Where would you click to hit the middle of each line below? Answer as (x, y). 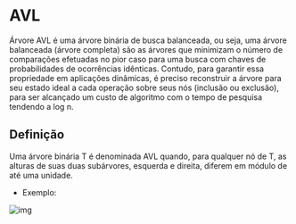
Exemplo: (39, 192)
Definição (37, 135)
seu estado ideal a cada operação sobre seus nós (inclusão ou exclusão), (144, 87)
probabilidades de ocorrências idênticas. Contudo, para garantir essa (137, 69)
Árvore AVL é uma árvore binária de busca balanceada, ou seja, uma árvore (148, 40)
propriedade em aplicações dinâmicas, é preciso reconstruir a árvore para (146, 78)
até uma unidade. (41, 175)
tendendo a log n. (41, 106)
